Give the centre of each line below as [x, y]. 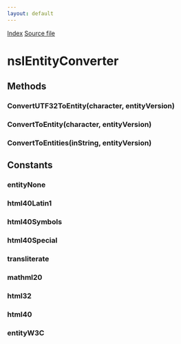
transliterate [28, 259]
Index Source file [31, 33]
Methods [27, 87]
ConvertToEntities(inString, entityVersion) [79, 143]
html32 [20, 296]
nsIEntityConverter [63, 61]
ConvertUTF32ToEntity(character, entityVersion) [91, 106]
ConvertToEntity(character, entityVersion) [79, 125]
